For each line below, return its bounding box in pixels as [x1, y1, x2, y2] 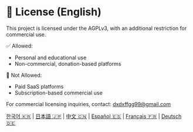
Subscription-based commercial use [14, 89, 103, 96]
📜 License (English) [6, 5, 101, 19]
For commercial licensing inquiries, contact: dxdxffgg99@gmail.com [6, 100, 171, 107]
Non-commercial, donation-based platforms [14, 60, 121, 67]
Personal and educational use [14, 54, 87, 61]
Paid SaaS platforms [14, 83, 64, 90]
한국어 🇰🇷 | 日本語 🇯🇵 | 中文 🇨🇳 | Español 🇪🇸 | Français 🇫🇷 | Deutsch [6, 113, 182, 120]
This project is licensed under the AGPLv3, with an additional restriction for [6, 25, 187, 32]
